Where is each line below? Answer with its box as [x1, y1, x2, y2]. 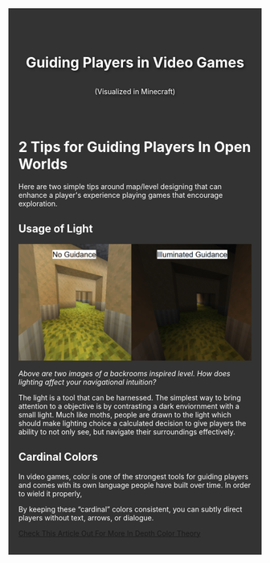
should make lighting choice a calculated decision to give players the [18, 418, 247, 428]
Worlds [18, 155, 68, 174]
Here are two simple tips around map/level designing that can [18, 181, 223, 191]
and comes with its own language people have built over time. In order [18, 480, 252, 490]
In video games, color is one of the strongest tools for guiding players [18, 471, 249, 481]
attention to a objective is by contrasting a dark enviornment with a [18, 401, 239, 411]
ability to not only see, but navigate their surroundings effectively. [18, 426, 235, 437]
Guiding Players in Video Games [25, 53, 245, 72]
